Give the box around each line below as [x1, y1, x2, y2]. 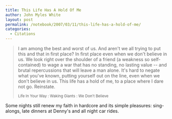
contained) [17, 62, 41, 68]
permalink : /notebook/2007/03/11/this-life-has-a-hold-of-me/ [5, 22, 141, 27]
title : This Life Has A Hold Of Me [5, 7, 82, 13]
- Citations [10, 31, 36, 36]
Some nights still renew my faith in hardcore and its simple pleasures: [5, 103, 152, 108]
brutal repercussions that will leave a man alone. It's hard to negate [17, 67, 160, 73]
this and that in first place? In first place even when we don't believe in [17, 51, 167, 57]
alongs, [5, 108, 21, 114]
